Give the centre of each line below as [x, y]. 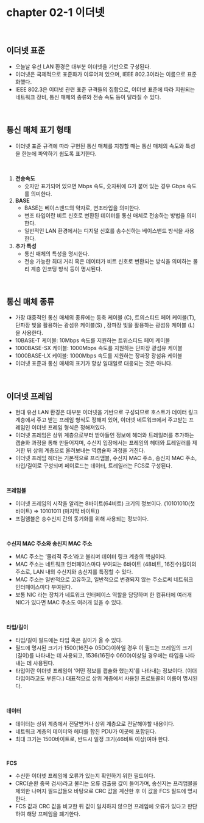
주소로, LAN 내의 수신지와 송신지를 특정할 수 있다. [74, 572]
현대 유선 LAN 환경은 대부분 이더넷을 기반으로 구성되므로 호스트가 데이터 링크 [107, 412]
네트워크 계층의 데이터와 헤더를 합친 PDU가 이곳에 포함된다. [86, 731]
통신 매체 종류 [30, 302]
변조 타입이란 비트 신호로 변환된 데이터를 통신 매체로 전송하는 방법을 [105, 215]
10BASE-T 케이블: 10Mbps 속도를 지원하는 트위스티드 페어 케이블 [93, 340]
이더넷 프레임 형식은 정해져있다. [69, 428]
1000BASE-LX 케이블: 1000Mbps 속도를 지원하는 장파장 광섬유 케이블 [99, 356]
